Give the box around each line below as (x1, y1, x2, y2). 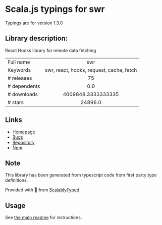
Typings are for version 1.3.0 (5, 20, 63, 26)
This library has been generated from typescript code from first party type (5, 172, 157, 178)
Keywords (7, 66, 31, 73)
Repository (12, 139, 35, 145)
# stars (7, 99, 24, 106)
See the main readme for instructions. (5, 215, 82, 221)
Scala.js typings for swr (5, 3, 105, 15)
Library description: (5, 34, 68, 43)
